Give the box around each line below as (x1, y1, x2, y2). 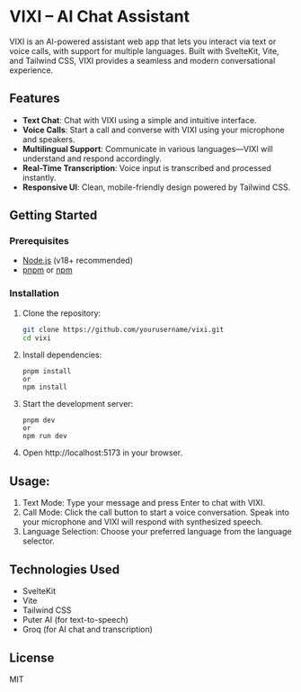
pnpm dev (22, 416, 56, 425)
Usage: (9, 473, 51, 489)
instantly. (22, 172, 57, 183)
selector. (22, 535, 56, 546)
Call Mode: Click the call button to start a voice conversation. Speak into (22, 507, 290, 518)
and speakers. (22, 133, 75, 145)
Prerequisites (9, 235, 69, 247)
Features (9, 91, 60, 106)
